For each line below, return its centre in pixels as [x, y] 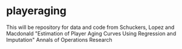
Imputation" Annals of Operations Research [59, 40]
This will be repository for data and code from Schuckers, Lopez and [90, 27]
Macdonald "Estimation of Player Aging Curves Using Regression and [91, 33]
